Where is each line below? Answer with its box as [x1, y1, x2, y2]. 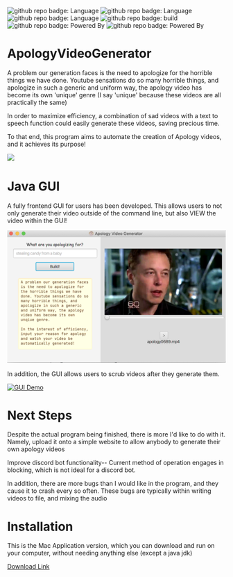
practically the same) [7, 98, 67, 106]
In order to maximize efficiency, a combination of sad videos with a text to [7, 111, 218, 120]
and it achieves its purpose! [7, 140, 87, 148]
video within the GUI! [7, 216, 67, 225]
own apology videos [7, 445, 65, 453]
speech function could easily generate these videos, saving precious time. [7, 119, 220, 127]
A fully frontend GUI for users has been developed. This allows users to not [7, 202, 223, 210]
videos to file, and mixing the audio [7, 494, 107, 503]
